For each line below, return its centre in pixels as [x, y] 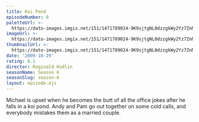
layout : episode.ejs [32, 84]
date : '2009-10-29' [30, 56]
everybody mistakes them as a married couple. [64, 113]
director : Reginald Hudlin [39, 67]
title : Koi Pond [26, 12]
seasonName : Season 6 [33, 72]
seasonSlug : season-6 [33, 78]
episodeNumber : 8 [28, 17]
